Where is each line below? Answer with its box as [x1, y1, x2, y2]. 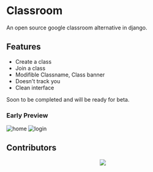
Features [6, 42, 41, 52]
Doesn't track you [15, 77, 61, 84]
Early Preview [6, 111, 48, 119]
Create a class [15, 58, 52, 65]
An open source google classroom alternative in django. [6, 24, 147, 31]
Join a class [15, 64, 46, 72]
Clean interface [15, 84, 54, 91]
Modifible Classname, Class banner [15, 71, 105, 78]
